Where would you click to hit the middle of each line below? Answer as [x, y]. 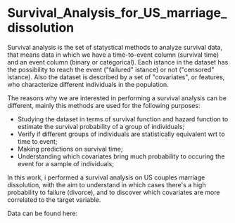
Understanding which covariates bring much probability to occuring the [121, 156]
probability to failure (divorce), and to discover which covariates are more [114, 192]
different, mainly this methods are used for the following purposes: [104, 105]
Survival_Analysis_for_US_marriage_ [117, 13]
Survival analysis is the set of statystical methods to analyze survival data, [115, 47]
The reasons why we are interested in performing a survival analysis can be [117, 98]
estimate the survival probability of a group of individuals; [101, 126]
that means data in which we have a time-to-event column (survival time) [113, 55]
